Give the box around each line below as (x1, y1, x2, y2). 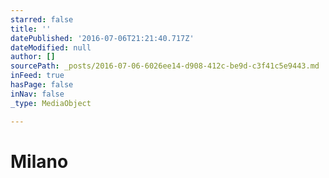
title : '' (10, 24, 52, 34)
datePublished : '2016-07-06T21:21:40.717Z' (10, 33, 195, 43)
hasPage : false (10, 80, 74, 90)
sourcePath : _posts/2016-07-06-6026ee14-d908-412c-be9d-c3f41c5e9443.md (10, 61, 320, 71)
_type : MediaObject (10, 98, 92, 108)
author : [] (10, 52, 56, 62)
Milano (10, 150, 69, 173)
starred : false (10, 14, 74, 25)
